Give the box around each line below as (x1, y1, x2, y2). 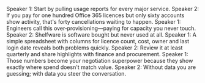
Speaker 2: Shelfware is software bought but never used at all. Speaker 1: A (6, 31, 197, 38)
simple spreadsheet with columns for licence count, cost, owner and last (6, 38, 190, 45)
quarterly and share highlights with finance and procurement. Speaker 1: (6, 51, 188, 57)
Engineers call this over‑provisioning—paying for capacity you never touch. (6, 24, 196, 32)
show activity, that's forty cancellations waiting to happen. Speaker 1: (6, 18, 181, 25)
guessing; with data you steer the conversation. (6, 70, 127, 77)
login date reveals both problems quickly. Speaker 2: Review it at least (6, 44, 183, 51)
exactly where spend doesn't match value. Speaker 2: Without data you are (6, 63, 196, 71)
